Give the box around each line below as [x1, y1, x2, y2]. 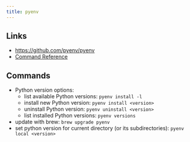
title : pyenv [6, 8, 39, 15]
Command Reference [14, 53, 68, 61]
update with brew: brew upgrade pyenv [14, 118, 110, 126]
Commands [6, 70, 51, 81]
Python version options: [14, 86, 74, 93]
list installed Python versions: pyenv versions [23, 112, 136, 119]
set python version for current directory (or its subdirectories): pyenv [14, 125, 185, 132]
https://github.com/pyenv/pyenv [14, 47, 95, 54]
